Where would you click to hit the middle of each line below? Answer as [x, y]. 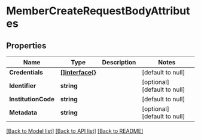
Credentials [26, 72]
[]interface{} [78, 72]
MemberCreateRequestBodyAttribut [98, 11]
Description [119, 62]
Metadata [23, 113]
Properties [26, 46]
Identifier [23, 86]
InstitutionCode [32, 99]
